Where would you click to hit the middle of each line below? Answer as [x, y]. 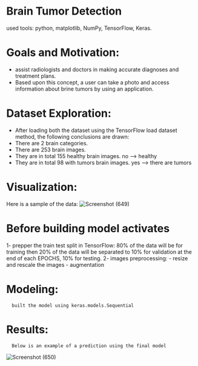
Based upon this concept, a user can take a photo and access [92, 82]
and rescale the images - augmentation [55, 264]
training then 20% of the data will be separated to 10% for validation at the [99, 252]
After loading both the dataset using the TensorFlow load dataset [96, 130]
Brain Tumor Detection [64, 11]
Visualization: [42, 187]
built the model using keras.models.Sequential [73, 305]
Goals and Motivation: [63, 53]
